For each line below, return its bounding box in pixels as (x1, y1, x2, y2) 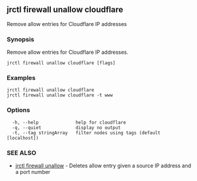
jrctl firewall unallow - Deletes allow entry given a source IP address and (15, 162, 192, 169)
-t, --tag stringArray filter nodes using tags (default (12, 130, 161, 135)
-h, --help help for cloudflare (12, 119, 127, 125)
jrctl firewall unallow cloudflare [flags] (7, 60, 116, 66)
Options (7, 106, 30, 114)
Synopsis (7, 35, 34, 43)
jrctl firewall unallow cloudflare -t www (7, 92, 113, 98)
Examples (7, 74, 36, 82)
